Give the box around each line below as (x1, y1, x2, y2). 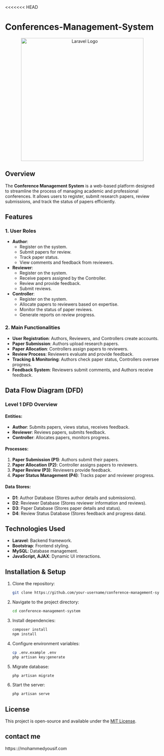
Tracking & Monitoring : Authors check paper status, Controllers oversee (12, 356, 159, 362)
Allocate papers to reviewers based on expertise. (19, 301, 119, 307)
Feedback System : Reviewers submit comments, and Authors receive (12, 367, 153, 373)
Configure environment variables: (12, 640, 80, 646)
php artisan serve (12, 692, 50, 696)
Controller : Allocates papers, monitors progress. (12, 435, 111, 441)
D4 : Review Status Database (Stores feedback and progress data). (12, 510, 147, 516)
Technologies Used (5, 525, 65, 533)
